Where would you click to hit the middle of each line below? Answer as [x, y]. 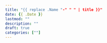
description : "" [22, 23]
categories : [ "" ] [23, 33]
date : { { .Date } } [24, 14]
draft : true [17, 28]
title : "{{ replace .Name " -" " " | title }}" [54, 10]
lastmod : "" [17, 19]
